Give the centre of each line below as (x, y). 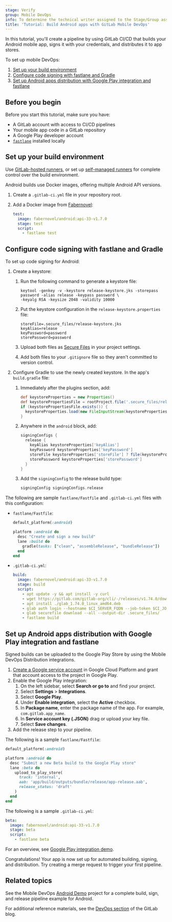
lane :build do (34, 541)
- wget (29, 599)
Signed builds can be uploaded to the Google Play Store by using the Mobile (86, 654)
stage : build (31, 585)
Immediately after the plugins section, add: (66, 388)
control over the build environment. (42, 174)
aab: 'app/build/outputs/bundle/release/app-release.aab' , (83, 782)
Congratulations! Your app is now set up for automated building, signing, (82, 859)
